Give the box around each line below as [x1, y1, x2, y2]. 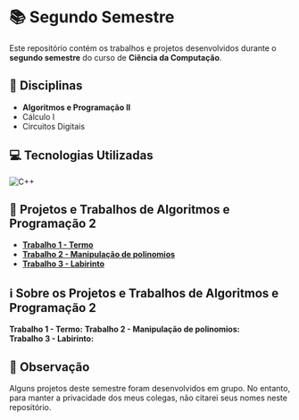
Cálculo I [21, 111, 55, 122]
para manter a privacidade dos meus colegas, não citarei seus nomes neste [9, 392, 288, 403]
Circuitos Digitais [21, 121, 86, 131]
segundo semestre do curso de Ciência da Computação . [9, 52, 222, 63]
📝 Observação [9, 359, 90, 374]
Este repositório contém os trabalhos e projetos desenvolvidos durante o [9, 42, 277, 54]
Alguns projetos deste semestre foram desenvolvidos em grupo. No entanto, [9, 383, 291, 393]
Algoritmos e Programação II [21, 102, 131, 113]
